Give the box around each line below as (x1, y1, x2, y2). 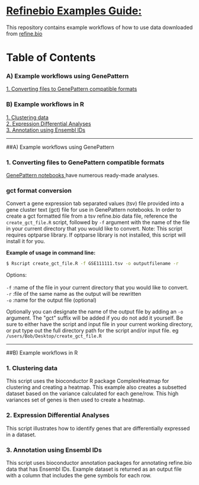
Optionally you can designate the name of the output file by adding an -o (6, 308, 184, 315)
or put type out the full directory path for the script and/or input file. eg (6, 327, 179, 334)
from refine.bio (6, 30, 43, 37)
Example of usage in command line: (6, 249, 96, 256)
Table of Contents (6, 51, 96, 65)
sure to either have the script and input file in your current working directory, (6, 321, 193, 328)
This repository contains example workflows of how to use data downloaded (6, 24, 193, 31)
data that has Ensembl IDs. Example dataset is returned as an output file (6, 465, 182, 473)
